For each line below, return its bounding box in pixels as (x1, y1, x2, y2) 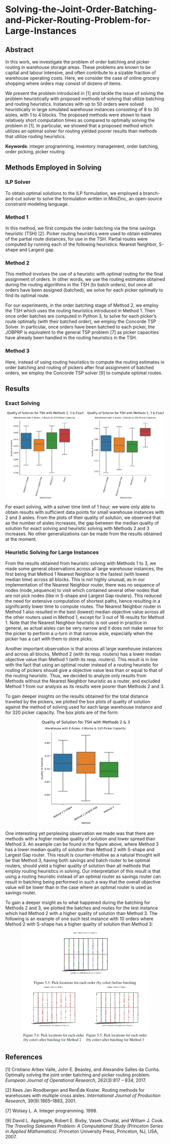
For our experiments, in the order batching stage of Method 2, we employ (5, 302, 159, 308)
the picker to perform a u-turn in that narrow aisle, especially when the (5, 630, 153, 636)
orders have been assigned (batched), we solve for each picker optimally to (5, 287, 163, 293)
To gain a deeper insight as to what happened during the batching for (5, 899, 151, 905)
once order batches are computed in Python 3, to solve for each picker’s (5, 313, 157, 319)
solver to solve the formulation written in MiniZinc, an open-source (22, 195, 162, 202)
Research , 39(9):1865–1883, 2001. (5, 1098, 77, 1104)
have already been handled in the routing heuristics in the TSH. (5, 335, 137, 341)
